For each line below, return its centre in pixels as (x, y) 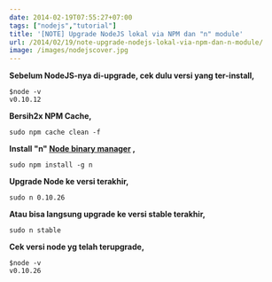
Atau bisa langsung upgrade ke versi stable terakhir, (107, 215)
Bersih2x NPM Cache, (51, 116)
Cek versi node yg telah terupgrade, (77, 247)
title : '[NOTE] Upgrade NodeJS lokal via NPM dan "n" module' (126, 34)
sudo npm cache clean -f (55, 133)
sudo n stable (35, 231)
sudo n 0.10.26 (37, 198)
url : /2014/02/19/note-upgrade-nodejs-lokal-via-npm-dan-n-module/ (136, 42)
